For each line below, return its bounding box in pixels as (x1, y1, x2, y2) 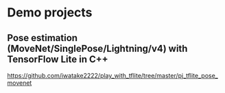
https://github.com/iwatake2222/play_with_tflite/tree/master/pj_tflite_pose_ (7, 72, 218, 79)
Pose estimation (7, 32, 78, 44)
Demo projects (7, 5, 93, 21)
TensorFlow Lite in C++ (7, 53, 108, 65)
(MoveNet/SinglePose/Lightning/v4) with (7, 42, 188, 54)
